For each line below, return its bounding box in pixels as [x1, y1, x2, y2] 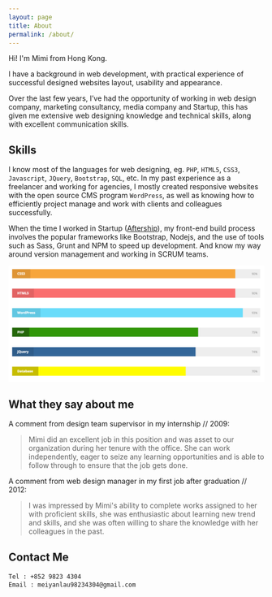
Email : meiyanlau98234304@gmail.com [8, 581, 136, 589]
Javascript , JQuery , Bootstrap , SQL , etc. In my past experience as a [8, 173, 231, 183]
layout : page [8, 13, 53, 21]
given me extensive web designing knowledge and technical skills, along [8, 110, 252, 121]
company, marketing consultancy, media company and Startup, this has [8, 102, 248, 112]
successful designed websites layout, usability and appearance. [8, 78, 223, 88]
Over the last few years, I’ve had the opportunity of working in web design [8, 93, 257, 103]
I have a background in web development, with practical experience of [8, 69, 244, 79]
